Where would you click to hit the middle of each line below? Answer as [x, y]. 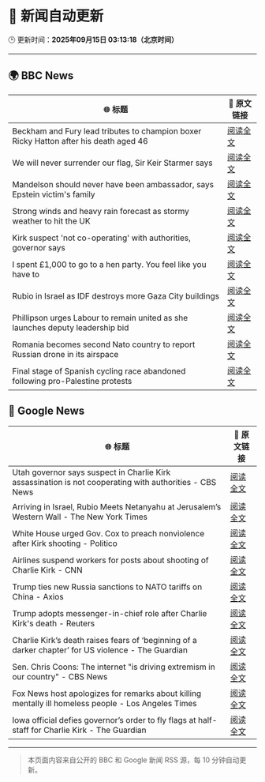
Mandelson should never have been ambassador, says [113, 184]
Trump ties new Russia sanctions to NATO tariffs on [107, 587]
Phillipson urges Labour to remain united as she [100, 318]
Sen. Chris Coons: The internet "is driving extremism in [114, 667]
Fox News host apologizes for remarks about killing [107, 694]
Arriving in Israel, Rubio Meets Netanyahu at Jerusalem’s [117, 506]
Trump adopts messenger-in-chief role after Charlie [110, 613]
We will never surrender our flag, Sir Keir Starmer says [112, 163]
